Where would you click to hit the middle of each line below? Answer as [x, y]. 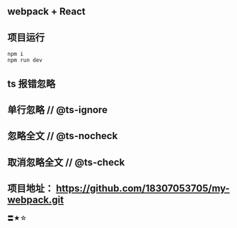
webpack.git [36, 200]
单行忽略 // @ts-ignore [58, 110]
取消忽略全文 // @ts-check [66, 162]
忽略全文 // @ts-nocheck [63, 136]
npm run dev [25, 60]
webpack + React [47, 12]
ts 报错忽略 [31, 84]
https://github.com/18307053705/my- [143, 189]
